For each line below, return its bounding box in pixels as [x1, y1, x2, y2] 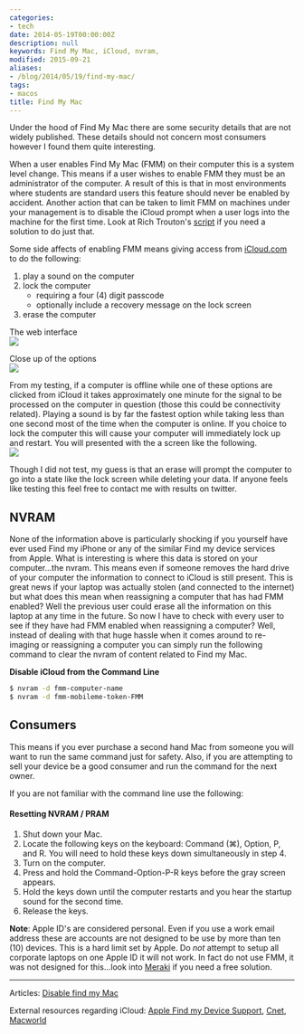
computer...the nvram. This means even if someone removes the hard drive [9, 563, 290, 574]
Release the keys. [22, 906, 89, 916]
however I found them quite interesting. [9, 141, 157, 152]
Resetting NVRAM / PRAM [9, 809, 109, 820]
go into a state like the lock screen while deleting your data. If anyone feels [9, 474, 289, 485]
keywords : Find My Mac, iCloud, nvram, [9, 47, 160, 56]
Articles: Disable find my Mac [9, 987, 119, 998]
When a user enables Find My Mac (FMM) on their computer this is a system [9, 159, 295, 170]
